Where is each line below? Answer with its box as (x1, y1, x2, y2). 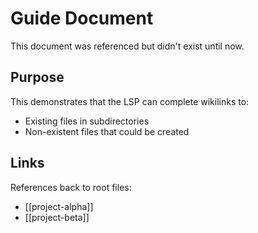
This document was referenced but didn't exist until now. (10, 40, 245, 52)
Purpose (10, 69, 65, 86)
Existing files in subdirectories (24, 115, 150, 127)
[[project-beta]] (24, 211, 90, 223)
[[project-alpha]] (24, 200, 94, 212)
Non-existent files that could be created (24, 125, 190, 137)
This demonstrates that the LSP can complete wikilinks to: (10, 95, 250, 107)
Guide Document (10, 7, 154, 30)
